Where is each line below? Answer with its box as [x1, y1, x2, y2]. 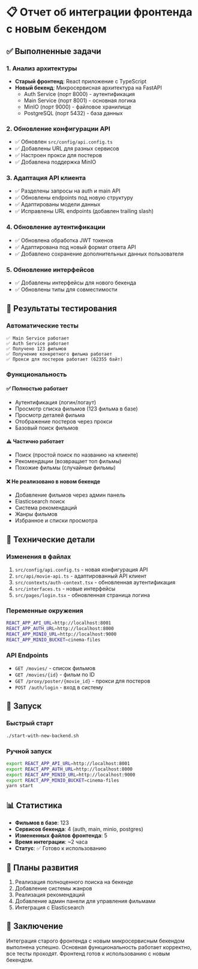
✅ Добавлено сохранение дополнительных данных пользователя [14, 250, 184, 257]
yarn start [6, 783, 34, 789]
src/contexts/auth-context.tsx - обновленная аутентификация [14, 578, 176, 586]
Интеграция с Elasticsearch [14, 904, 85, 911]
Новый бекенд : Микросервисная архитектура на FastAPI [14, 84, 162, 91]
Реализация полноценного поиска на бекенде [14, 878, 133, 886]
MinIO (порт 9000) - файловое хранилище [23, 103, 132, 110]
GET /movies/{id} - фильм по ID [14, 671, 95, 679]
